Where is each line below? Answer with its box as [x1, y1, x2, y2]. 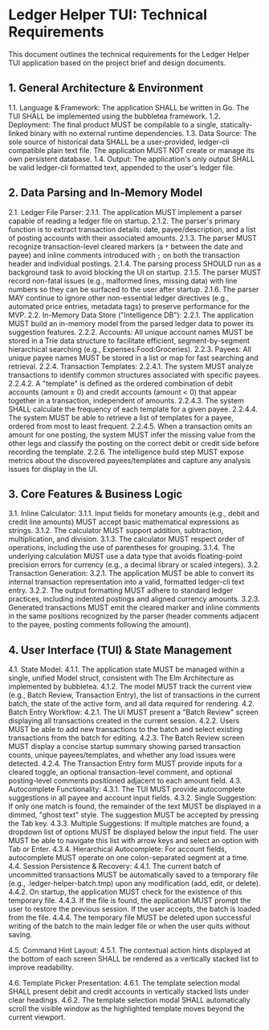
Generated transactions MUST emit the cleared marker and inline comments [8, 602, 260, 613]
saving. [8, 930, 33, 940]
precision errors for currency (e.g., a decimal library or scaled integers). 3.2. [8, 560, 260, 569]
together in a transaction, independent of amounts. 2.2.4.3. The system [8, 395, 244, 405]
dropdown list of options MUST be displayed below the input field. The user [8, 827, 259, 837]
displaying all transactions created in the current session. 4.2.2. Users [8, 716, 240, 726]
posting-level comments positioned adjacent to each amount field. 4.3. [8, 776, 243, 786]
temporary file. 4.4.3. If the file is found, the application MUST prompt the [8, 896, 251, 905]
